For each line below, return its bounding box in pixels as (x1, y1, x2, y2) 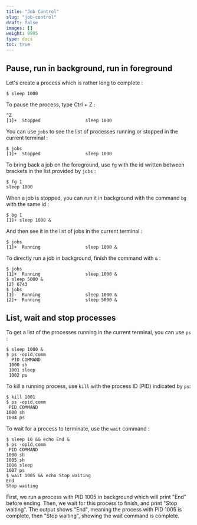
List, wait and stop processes (6, 313, 116, 323)
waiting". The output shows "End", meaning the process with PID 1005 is (6, 506, 182, 513)
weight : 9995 (6, 31, 38, 37)
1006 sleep (6, 462, 33, 468)
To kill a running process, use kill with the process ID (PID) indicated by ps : (6, 382, 191, 390)
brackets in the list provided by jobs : (6, 167, 96, 174)
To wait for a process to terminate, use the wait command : (6, 425, 150, 432)
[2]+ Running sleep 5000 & (6, 296, 117, 303)
